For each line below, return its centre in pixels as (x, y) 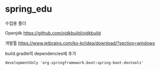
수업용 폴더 (16, 23)
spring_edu (29, 9)
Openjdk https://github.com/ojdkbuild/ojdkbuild (53, 33)
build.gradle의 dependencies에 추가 (41, 53)
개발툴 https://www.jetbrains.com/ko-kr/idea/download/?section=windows (80, 43)
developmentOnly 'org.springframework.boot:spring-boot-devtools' (74, 63)
